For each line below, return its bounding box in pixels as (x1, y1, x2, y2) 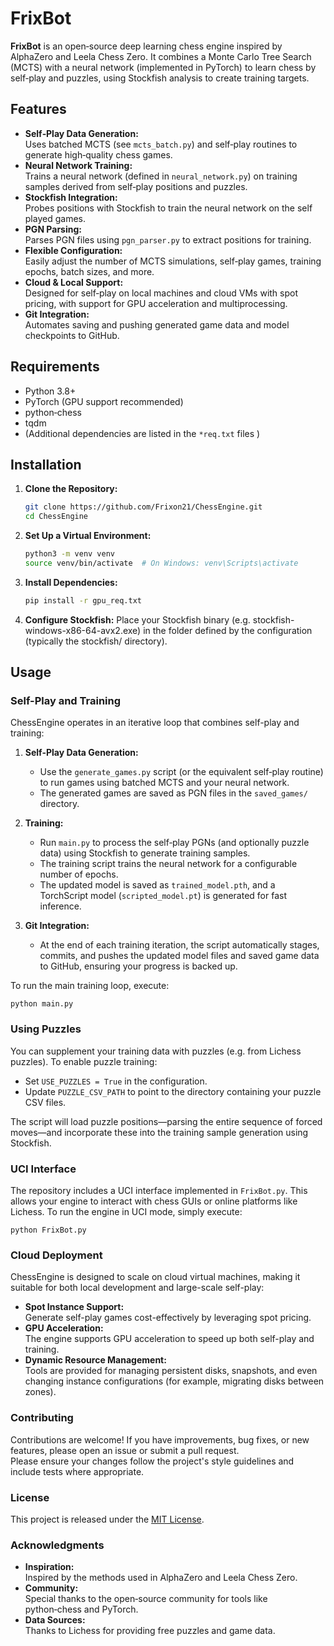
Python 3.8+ (24, 385, 77, 397)
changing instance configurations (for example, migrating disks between (24, 1375, 325, 1387)
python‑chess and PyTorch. (24, 1603, 139, 1616)
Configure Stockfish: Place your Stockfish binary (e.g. (24, 613, 251, 626)
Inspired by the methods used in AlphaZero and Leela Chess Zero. (24, 1572, 298, 1584)
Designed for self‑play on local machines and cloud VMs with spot (24, 287, 299, 299)
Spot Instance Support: (24, 1301, 125, 1313)
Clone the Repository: (24, 483, 118, 495)
